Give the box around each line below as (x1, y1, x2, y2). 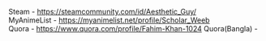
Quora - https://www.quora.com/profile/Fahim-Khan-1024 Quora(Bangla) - (8, 24, 258, 33)
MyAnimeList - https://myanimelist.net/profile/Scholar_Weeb (8, 15, 210, 25)
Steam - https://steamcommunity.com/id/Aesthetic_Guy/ (8, 7, 197, 16)
